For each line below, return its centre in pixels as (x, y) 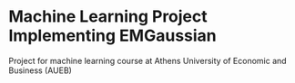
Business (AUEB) (40, 70)
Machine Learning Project (108, 17)
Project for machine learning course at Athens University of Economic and (148, 60)
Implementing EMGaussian (113, 36)
